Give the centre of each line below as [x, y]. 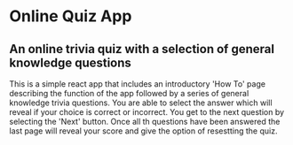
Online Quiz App [71, 16]
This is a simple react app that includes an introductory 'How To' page [138, 84]
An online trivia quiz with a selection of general [142, 49]
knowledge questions [70, 62]
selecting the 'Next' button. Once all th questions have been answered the [145, 122]
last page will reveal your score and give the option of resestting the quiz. [143, 131]
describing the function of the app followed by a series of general [129, 93]
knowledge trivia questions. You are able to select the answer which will [141, 103]
